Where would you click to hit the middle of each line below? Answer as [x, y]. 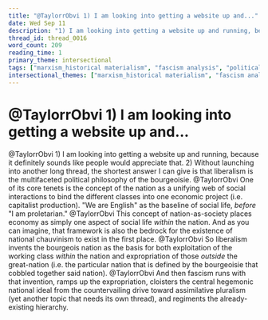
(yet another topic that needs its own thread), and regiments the [113, 298]
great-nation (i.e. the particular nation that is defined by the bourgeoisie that [133, 264]
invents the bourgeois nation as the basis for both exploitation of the [120, 247]
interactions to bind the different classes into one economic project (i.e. [126, 196]
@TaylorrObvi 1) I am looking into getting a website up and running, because [134, 154]
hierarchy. [52, 307]
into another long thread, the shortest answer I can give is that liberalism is [131, 171]
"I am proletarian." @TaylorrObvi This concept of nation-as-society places [130, 214]
